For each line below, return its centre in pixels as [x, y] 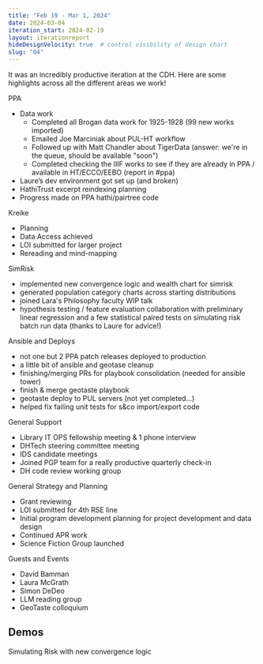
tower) [30, 381]
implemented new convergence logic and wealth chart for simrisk [126, 284]
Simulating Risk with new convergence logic [80, 651]
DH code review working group [70, 471]
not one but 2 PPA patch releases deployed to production [113, 356]
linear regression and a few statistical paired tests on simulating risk [130, 317]
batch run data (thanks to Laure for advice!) [90, 326]
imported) [47, 130]
